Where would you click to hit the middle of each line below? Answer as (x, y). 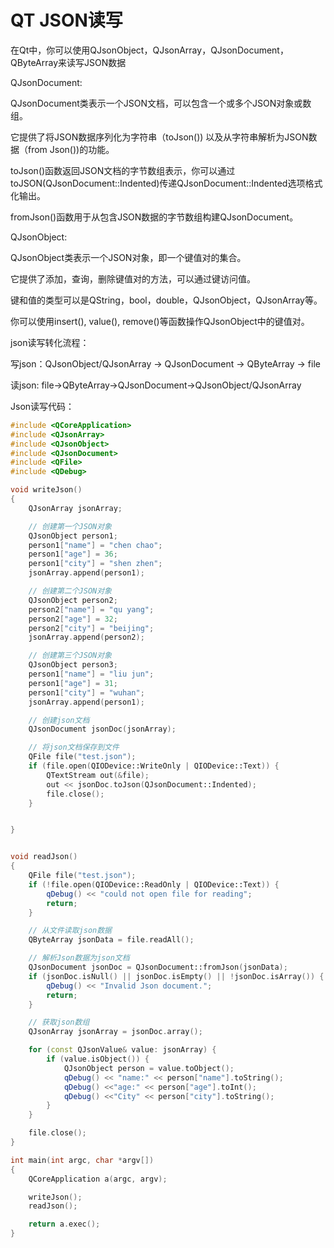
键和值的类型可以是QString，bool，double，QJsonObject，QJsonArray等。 (166, 300)
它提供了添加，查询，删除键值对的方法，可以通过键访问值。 (133, 278)
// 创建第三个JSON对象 (70, 656)
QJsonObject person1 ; (73, 536)
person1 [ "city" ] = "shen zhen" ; (95, 564)
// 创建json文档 (59, 720)
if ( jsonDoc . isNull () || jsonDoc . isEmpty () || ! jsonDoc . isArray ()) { (176, 976)
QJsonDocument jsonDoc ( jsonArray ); (102, 729)
